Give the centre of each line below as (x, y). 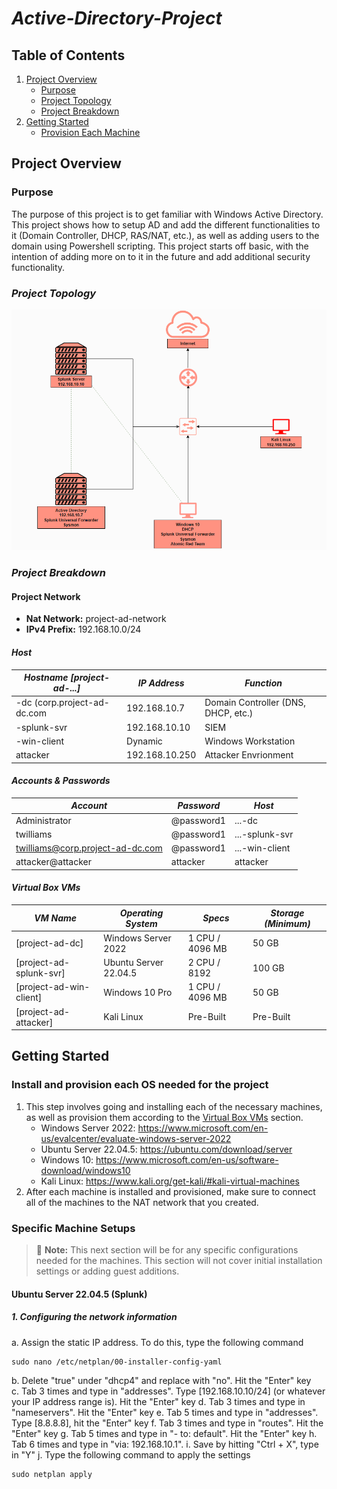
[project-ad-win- (53, 987)
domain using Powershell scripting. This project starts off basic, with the (160, 246)
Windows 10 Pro (138, 992)
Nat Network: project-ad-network (96, 619)
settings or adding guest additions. (107, 1271)
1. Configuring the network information (94, 1317)
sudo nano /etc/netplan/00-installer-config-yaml (117, 1362)
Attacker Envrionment (249, 755)
